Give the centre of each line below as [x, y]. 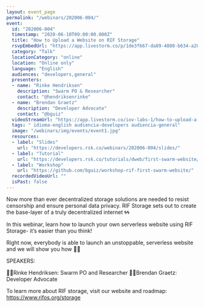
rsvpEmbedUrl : [29, 46]
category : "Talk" [34, 52]
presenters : [27, 80]
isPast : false [29, 182]
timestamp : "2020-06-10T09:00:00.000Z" [62, 35]
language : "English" [38, 69]
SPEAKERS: [21, 261]
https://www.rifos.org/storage [43, 297]
